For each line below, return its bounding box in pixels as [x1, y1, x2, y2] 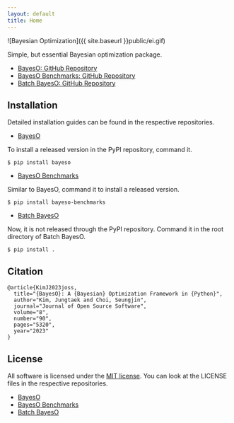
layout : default [7, 10, 55, 18]
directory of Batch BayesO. [7, 233, 86, 241]
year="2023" [13, 328, 49, 335]
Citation [7, 265, 44, 277]
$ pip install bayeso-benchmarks [7, 199, 106, 206]
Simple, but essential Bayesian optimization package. [7, 50, 163, 59]
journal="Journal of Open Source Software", [13, 303, 147, 310]
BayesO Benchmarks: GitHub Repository [17, 71, 136, 80]
